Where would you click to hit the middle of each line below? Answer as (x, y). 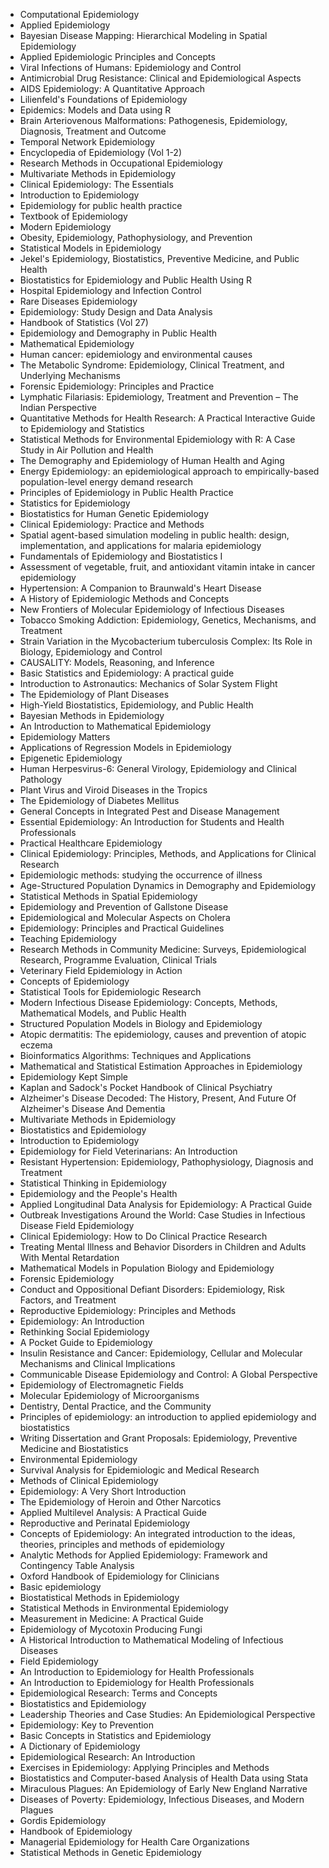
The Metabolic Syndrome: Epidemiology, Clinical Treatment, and (152, 365)
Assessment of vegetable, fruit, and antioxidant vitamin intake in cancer (167, 567)
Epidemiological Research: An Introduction (107, 1757)
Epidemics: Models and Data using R (95, 110)
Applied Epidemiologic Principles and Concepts (117, 57)
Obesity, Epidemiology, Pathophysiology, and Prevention (136, 237)
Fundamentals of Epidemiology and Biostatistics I (121, 556)
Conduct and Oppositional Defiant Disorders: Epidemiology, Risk (152, 1289)
